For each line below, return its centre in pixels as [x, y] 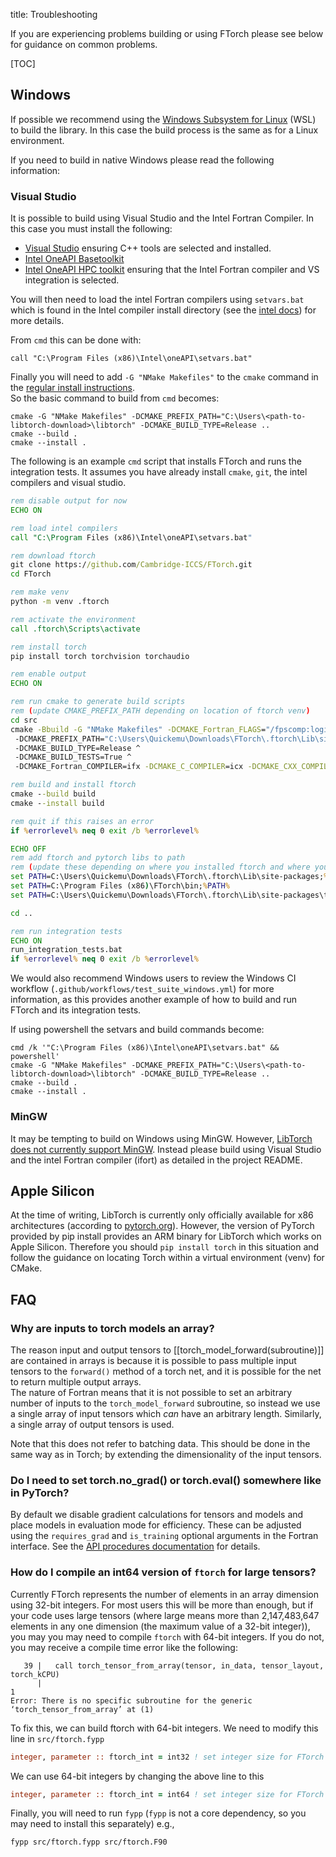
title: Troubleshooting [54, 14]
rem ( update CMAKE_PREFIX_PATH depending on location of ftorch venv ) [160, 711]
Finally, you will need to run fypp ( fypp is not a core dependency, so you [158, 1813]
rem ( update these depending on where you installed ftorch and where [160, 867]
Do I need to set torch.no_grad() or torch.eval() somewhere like [166, 1480]
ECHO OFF [28, 849]
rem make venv [40, 592]
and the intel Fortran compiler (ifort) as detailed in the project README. [156, 1160]
